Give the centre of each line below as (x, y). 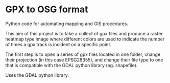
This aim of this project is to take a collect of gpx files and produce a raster (84, 33)
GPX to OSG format (47, 9)
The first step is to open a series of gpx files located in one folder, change (83, 54)
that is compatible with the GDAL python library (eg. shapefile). (71, 65)
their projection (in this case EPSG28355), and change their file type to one (84, 59)
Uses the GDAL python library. (37, 75)
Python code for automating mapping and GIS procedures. (67, 24)
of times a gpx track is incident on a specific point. (58, 44)
